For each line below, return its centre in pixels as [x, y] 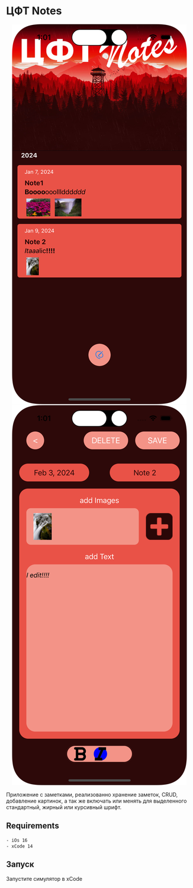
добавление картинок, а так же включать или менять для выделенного [96, 801]
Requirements [33, 826]
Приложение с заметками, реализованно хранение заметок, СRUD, [92, 794]
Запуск [20, 865]
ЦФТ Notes [34, 11]
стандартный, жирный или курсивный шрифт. [64, 807]
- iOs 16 [17, 840]
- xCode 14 [20, 846]
